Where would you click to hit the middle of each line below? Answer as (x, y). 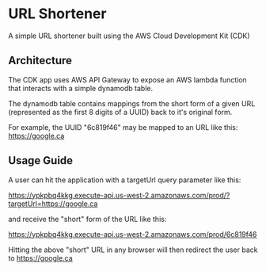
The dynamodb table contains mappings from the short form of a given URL (132, 103)
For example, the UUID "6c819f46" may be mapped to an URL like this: (123, 127)
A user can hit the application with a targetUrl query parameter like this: (125, 180)
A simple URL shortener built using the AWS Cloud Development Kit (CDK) (129, 36)
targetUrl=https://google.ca (53, 204)
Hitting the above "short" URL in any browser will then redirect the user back (133, 250)
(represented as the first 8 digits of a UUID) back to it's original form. (120, 112)
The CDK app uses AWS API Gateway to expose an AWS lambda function (127, 79)
